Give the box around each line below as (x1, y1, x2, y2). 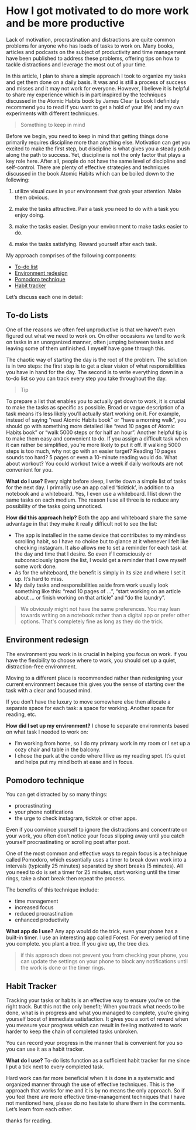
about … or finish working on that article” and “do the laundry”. (14, 594, 166, 601)
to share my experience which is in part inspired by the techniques (6, 91, 167, 98)
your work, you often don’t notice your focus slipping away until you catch (6, 832, 185, 839)
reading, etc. (6, 711, 37, 718)
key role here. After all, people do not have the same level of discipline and (6, 157, 186, 164)
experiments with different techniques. (6, 110, 99, 117)
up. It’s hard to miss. (14, 575, 63, 582)
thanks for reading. (6, 1117, 52, 1124)
